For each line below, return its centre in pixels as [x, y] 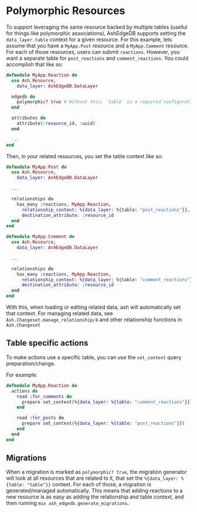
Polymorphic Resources [66, 11]
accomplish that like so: [35, 64]
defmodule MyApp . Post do [36, 167]
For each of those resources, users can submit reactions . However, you [93, 52]
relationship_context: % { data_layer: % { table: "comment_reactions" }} [108, 279]
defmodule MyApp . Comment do [40, 237]
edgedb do [23, 97]
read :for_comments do [44, 397]
